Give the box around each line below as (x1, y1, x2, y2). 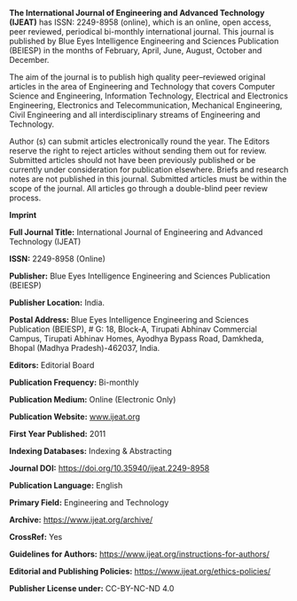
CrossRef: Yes (9, 532, 63, 542)
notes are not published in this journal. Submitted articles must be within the (9, 174, 287, 184)
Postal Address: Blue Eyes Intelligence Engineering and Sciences (9, 315, 249, 324)
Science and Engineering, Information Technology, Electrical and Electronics (9, 90, 288, 101)
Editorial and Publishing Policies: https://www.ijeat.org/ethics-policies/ (9, 566, 271, 576)
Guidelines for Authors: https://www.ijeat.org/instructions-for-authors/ (9, 549, 270, 559)
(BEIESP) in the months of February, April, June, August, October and (9, 45, 262, 56)
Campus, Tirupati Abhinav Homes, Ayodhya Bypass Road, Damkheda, (9, 333, 264, 344)
